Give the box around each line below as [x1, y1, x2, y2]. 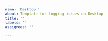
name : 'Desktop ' [5, 7, 40, 12]
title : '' [5, 16, 25, 20]
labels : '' [5, 20, 27, 25]
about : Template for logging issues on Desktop [5, 11, 104, 16]
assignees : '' [5, 25, 34, 30]
